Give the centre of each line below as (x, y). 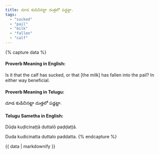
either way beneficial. (28, 81)
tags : (11, 15)
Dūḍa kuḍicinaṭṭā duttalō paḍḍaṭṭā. (41, 127)
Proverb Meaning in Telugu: (35, 92)
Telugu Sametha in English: (34, 116)
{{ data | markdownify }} (30, 146)
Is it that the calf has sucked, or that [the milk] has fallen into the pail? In (80, 75)
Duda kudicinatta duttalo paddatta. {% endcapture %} (61, 137)
